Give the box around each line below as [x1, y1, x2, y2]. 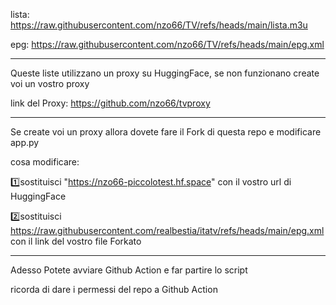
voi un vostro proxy [10, 78, 90, 89]
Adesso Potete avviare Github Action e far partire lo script [10, 264, 248, 276]
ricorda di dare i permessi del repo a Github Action [10, 284, 218, 295]
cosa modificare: [10, 156, 80, 168]
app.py [10, 137, 40, 148]
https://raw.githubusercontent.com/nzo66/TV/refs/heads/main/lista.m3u [10, 19, 308, 31]
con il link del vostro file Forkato [10, 235, 142, 247]
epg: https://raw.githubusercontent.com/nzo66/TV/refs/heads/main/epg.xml [10, 39, 325, 50]
